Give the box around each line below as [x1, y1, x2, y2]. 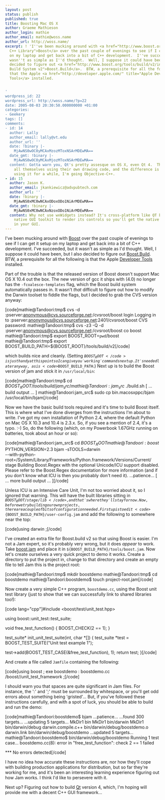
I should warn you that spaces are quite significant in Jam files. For [5, 683, 141, 689]
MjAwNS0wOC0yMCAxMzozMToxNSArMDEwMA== [14, 149, 93, 154]
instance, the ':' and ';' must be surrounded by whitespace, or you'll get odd [5, 689, 159, 695]
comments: [5, 121, 26, 126]
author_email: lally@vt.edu [9, 135, 67, 140]
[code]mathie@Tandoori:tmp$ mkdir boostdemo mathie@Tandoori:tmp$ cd [5, 572, 158, 577]
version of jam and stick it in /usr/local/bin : [5, 368, 95, 374]
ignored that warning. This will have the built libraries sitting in [5, 492, 131, 498]
